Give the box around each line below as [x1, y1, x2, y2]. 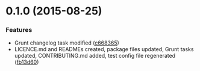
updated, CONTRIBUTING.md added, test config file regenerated [14, 52, 176, 60]
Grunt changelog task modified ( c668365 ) [14, 39, 120, 46]
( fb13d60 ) [14, 58, 39, 66]
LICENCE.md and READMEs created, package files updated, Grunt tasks [14, 46, 194, 53]
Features [5, 26, 33, 34]
